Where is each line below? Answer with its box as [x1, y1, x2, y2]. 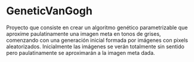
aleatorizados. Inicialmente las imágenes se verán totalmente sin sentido [6, 43, 185, 50]
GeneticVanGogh [6, 4, 93, 18]
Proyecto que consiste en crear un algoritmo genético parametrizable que [6, 24, 188, 31]
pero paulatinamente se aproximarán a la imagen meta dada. [6, 49, 155, 56]
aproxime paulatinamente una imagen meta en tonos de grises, [6, 30, 161, 37]
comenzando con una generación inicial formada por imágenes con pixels [6, 36, 188, 44]
